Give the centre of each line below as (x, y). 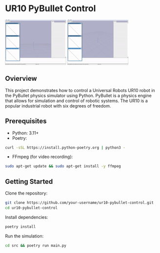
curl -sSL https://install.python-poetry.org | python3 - (65, 147)
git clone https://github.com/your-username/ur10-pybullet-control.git (79, 203)
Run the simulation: (24, 236)
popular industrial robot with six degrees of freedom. (58, 106)
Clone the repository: (26, 193)
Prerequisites (26, 121)
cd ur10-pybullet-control (31, 208)
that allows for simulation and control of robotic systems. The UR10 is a (76, 101)
